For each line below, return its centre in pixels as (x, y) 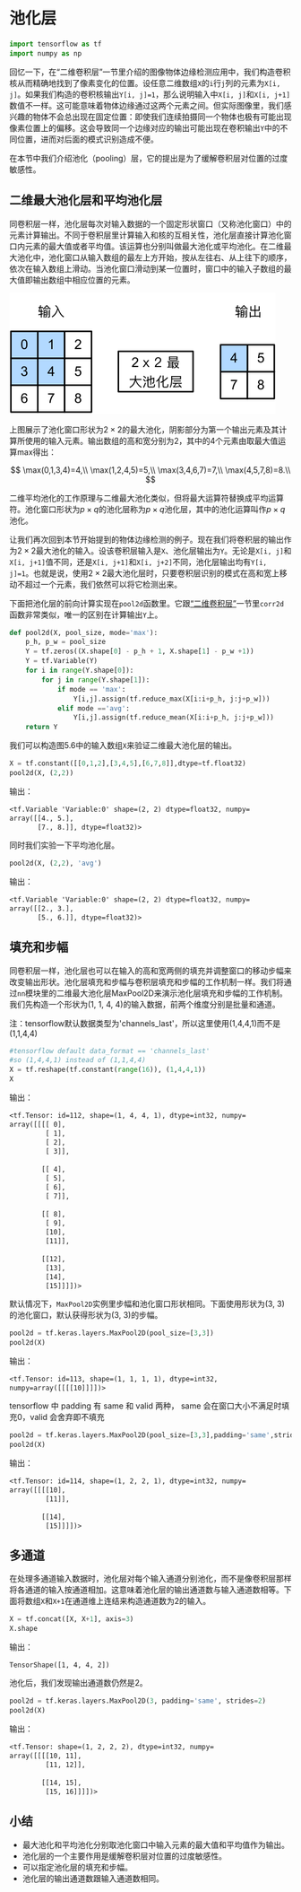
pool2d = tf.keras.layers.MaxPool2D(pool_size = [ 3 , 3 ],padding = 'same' (140, 1435)
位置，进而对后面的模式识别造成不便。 (87, 139)
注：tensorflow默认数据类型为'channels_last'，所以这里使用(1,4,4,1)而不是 (145, 1023)
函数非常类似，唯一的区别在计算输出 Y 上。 (86, 615)
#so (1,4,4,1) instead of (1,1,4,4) (77, 1060)
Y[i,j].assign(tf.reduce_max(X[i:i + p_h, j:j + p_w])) (172, 699)
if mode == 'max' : (91, 689)
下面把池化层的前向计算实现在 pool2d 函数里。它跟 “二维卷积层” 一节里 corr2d (147, 603)
